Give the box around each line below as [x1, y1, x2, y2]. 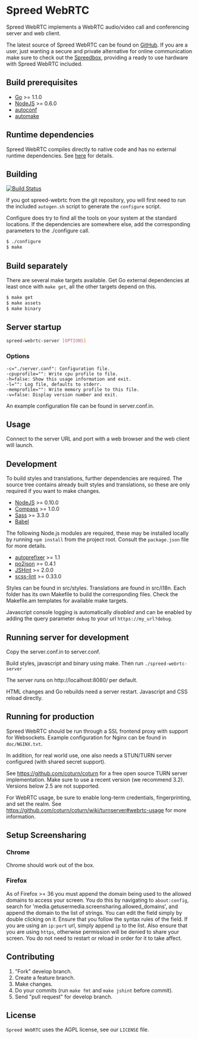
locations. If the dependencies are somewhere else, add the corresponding [6, 221, 190, 228]
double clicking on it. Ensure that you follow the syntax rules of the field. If [6, 915, 188, 923]
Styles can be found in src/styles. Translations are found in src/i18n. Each [6, 584, 186, 591]
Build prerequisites [6, 78, 78, 88]
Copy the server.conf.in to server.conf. [6, 648, 100, 655]
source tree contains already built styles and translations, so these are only [6, 481, 190, 488]
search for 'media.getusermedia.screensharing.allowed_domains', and [6, 902, 178, 910]
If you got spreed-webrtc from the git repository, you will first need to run [6, 196, 186, 204]
